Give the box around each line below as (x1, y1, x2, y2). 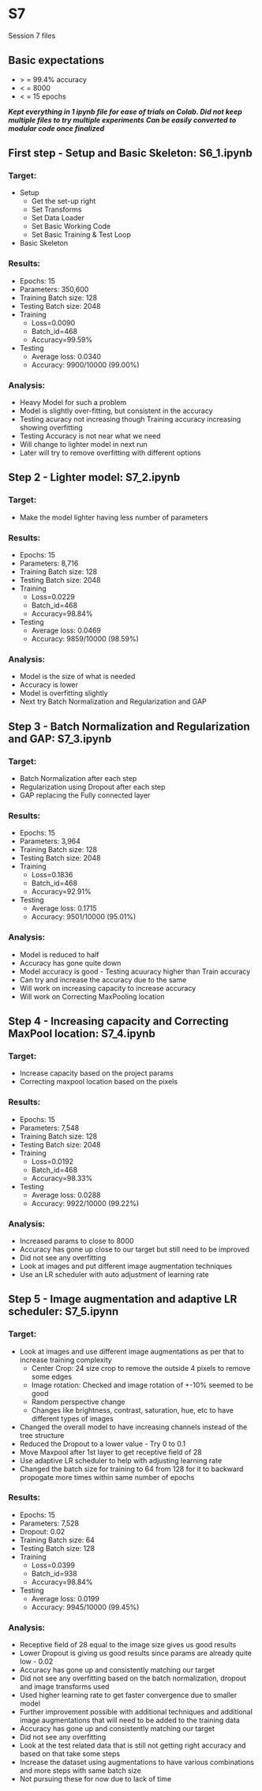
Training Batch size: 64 (19, 1535, 95, 1545)
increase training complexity (19, 1355, 112, 1365)
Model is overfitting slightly (19, 689, 108, 698)
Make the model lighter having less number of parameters (19, 513, 208, 522)
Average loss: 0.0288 (31, 1190, 101, 1200)
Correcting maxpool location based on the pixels (19, 1077, 178, 1087)
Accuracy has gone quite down (19, 958, 122, 967)
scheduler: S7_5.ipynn (8, 1305, 119, 1319)
